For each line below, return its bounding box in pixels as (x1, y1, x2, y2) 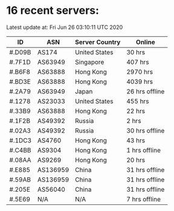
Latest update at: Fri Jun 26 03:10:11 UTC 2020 (6, 24, 123, 31)
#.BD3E (9, 77, 31, 86)
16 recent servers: (6, 4, 100, 17)
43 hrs (126, 136, 146, 145)
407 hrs (126, 58, 149, 66)
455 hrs (126, 97, 149, 105)
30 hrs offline (126, 126, 165, 134)
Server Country (74, 37, 121, 46)
